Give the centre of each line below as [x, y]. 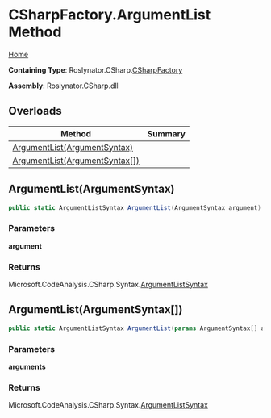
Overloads [35, 111]
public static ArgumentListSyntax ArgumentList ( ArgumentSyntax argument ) [135, 207]
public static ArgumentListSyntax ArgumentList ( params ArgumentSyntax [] [133, 328]
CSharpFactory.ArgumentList [110, 15]
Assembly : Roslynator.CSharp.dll [63, 86]
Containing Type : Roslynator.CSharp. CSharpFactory [96, 69]
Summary [166, 133]
